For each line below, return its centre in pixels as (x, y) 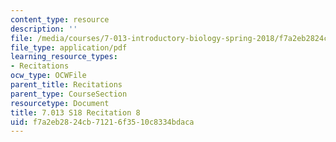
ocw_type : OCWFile (48, 76)
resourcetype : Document (60, 103)
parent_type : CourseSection (69, 94)
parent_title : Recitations (66, 85)
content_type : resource (60, 19)
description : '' (44, 29)
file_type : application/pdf (69, 47)
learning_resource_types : (64, 57)
